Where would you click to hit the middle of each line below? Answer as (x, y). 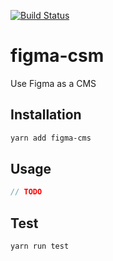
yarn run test (40, 246)
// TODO (26, 192)
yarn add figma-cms (51, 138)
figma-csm (57, 56)
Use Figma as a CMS (53, 83)
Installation (46, 115)
